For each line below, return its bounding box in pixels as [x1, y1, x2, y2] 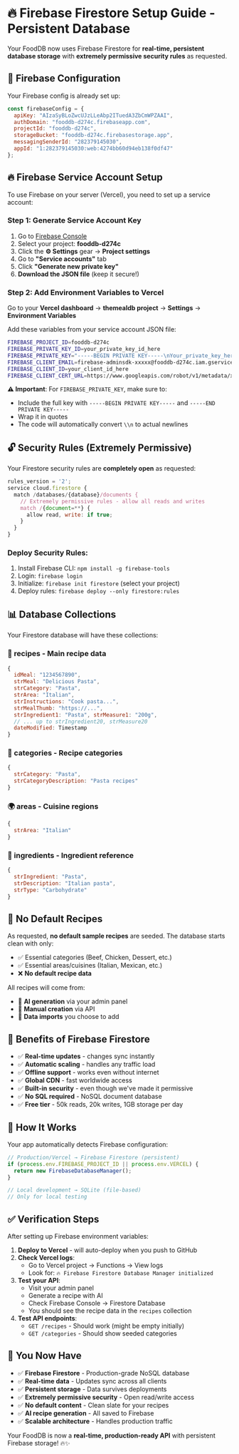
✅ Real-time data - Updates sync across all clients [17, 1376, 167, 1385]
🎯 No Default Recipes [7, 913, 103, 925]
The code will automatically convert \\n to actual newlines [17, 420, 188, 429]
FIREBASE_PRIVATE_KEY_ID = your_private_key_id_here [7, 346, 161, 353]
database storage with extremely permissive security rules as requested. [7, 51, 228, 60]
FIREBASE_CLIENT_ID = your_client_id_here [7, 365, 129, 372]
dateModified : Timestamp [14, 725, 87, 732]
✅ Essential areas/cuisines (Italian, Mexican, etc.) [17, 961, 163, 970]
